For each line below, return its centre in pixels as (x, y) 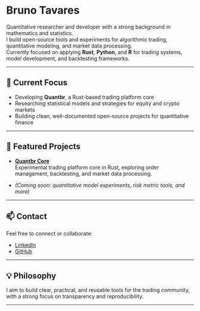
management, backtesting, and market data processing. (83, 174)
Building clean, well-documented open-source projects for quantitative (102, 116)
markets (25, 109)
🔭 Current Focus (37, 83)
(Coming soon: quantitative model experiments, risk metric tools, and (100, 185)
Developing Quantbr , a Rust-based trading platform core (85, 97)
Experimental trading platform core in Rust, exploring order (87, 167)
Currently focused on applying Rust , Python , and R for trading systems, (94, 52)
